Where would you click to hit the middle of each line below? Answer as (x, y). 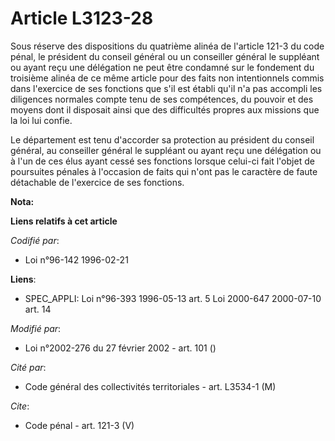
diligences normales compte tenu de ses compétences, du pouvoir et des (162, 99)
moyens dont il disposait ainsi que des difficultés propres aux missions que (165, 109)
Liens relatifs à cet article (64, 221)
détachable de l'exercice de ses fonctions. (97, 182)
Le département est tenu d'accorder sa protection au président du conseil (162, 139)
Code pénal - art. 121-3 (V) (79, 425)
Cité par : (28, 367)
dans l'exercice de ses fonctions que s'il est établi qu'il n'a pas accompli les (166, 88)
